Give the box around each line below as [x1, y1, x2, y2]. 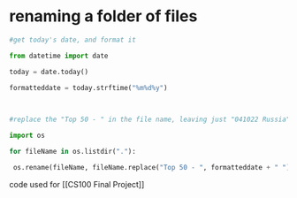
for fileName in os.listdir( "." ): [9, 148, 137, 156]
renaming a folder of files [9, 6, 198, 27]
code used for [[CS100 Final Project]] [9, 179, 145, 189]
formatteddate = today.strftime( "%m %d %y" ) [9, 83, 168, 92]
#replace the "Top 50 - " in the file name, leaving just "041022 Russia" [9, 115, 291, 125]
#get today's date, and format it [9, 35, 137, 44]
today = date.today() [9, 67, 89, 76]
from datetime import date [9, 51, 109, 60]
